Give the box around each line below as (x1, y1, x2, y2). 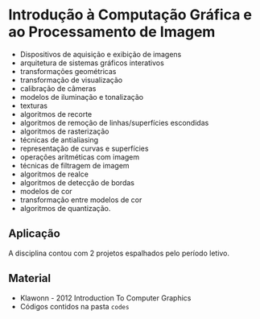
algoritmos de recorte (19, 109, 93, 118)
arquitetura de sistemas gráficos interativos (19, 58, 165, 68)
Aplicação (8, 227, 60, 241)
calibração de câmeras (19, 83, 97, 93)
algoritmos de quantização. (19, 203, 111, 213)
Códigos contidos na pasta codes (19, 301, 130, 311)
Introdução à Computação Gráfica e (8, 6, 252, 24)
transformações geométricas (19, 66, 117, 76)
